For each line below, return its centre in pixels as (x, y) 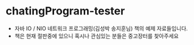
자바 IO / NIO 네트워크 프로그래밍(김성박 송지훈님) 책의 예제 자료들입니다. (101, 28)
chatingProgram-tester (65, 11)
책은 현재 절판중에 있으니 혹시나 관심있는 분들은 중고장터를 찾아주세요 (96, 36)
